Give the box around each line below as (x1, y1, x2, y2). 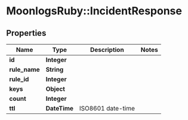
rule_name (9, 66, 40, 73)
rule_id (9, 75, 29, 83)
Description (90, 46, 124, 54)
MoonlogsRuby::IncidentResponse (6, 4, 182, 18)
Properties (6, 28, 47, 38)
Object (45, 85, 66, 93)
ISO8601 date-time (79, 104, 135, 112)
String (45, 66, 64, 73)
